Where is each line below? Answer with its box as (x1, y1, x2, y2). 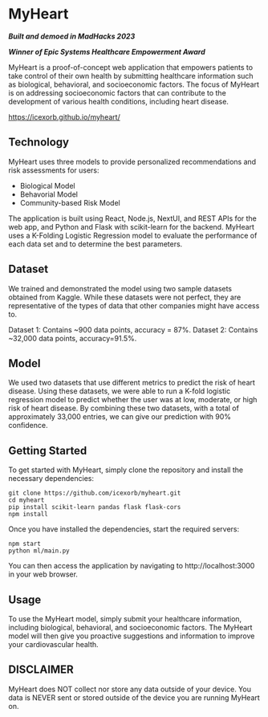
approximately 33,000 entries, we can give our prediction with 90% (8, 412, 231, 422)
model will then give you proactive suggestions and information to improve (8, 631, 255, 641)
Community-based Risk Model (19, 198, 120, 207)
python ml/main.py (8, 547, 70, 555)
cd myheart (8, 496, 45, 504)
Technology (8, 136, 70, 149)
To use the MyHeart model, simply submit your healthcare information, (8, 614, 242, 623)
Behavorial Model (19, 189, 79, 199)
